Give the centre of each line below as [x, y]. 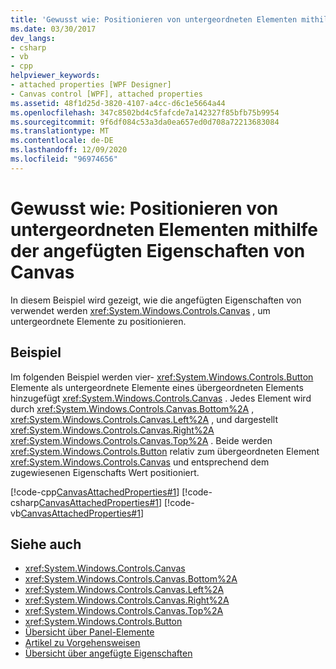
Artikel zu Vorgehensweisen [82, 643]
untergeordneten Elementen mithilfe [164, 229]
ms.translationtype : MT [60, 131]
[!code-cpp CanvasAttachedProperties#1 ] [95, 492]
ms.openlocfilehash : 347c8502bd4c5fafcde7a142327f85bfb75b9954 [145, 112]
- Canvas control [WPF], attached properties [106, 94]
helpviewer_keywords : [55, 76]
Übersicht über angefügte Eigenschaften [108, 653]
